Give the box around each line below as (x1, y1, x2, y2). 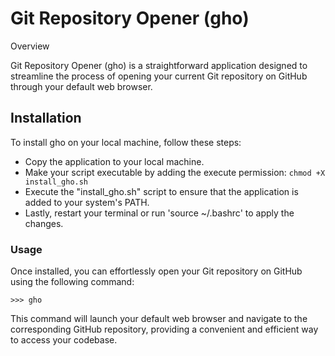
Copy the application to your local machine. (24, 155, 205, 167)
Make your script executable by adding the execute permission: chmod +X (24, 166, 326, 178)
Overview (10, 40, 50, 52)
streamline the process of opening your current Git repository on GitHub (10, 70, 308, 82)
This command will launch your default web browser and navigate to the (10, 313, 308, 325)
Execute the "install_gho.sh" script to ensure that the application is (24, 185, 299, 197)
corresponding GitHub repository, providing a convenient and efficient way (10, 323, 319, 336)
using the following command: (10, 276, 135, 288)
